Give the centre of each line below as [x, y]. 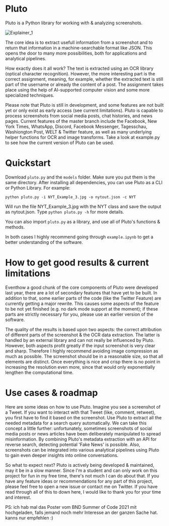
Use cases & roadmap [52, 393]
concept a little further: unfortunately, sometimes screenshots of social [79, 428]
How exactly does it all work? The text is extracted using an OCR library [79, 68]
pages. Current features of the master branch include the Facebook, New [81, 121]
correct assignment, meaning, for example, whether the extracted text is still [84, 79]
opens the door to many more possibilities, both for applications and [76, 53]
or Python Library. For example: [38, 188]
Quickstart [28, 163]
